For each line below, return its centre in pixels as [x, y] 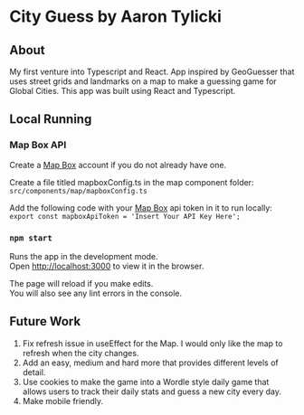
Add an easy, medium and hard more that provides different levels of [150, 363]
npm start [31, 238]
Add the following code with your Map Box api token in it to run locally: [141, 207]
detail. [34, 372]
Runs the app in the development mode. [84, 256]
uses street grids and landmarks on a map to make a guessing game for [143, 81]
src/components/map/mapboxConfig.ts [78, 191]
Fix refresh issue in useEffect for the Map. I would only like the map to [152, 343]
